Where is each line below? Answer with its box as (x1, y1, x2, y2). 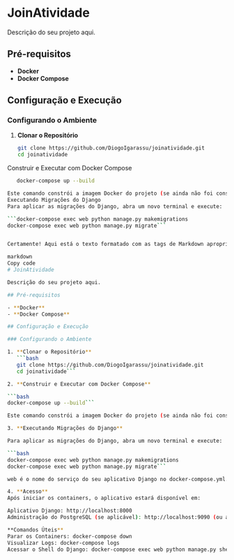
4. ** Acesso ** (7, 488, 49, 495)
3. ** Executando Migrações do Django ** (7, 425, 123, 432)
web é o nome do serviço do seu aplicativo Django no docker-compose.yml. (7, 476, 229, 482)
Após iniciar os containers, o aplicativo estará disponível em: (7, 494, 201, 502)
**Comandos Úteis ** (7, 526, 64, 533)
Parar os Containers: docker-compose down (7, 533, 132, 540)
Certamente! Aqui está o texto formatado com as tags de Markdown (7, 241, 204, 248)
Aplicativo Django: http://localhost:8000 (7, 508, 132, 515)
